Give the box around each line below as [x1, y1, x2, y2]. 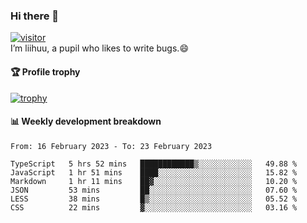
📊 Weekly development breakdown [10, 115, 162, 128]
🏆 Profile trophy [10, 65, 81, 78]
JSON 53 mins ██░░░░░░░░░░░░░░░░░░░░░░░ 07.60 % [10, 185, 298, 195]
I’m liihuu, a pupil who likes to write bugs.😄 [10, 42, 189, 54]
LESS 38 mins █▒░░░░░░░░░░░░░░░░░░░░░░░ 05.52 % [10, 194, 298, 204]
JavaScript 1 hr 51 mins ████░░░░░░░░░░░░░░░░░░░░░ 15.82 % [10, 167, 298, 178]
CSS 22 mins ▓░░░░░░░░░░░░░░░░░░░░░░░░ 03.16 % [10, 202, 298, 213]
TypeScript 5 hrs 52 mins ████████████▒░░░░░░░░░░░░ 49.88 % [10, 159, 298, 169]
